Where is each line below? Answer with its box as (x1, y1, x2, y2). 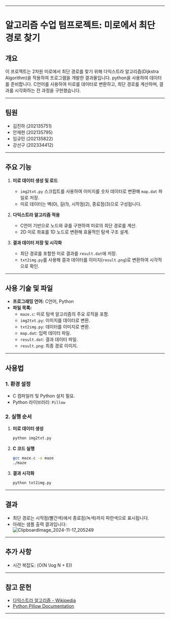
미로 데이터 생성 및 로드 (12, 177, 58, 183)
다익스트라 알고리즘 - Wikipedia (12, 597, 76, 604)
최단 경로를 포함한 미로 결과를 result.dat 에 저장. (20, 250, 117, 256)
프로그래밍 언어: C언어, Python (12, 298, 74, 304)
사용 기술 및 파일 (5, 284, 53, 293)
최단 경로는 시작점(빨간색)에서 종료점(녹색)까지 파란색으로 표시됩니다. (12, 514, 149, 521)
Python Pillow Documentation (12, 603, 74, 609)
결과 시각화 (12, 470, 34, 476)
